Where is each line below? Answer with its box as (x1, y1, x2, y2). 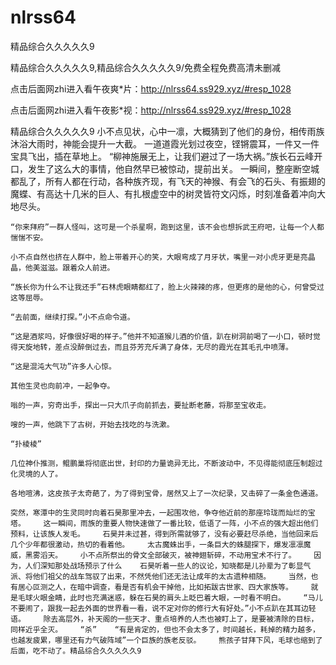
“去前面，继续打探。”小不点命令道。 (10, 312, 135, 322)
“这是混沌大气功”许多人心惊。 (10, 361, 117, 371)
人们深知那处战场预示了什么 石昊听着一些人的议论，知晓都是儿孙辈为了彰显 (24, 561, 304, 571)
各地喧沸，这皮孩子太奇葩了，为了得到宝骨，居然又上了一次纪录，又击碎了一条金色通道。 (10, 488, 323, 498)
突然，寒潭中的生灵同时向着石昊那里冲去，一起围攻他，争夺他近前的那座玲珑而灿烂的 (10, 507, 308, 518)
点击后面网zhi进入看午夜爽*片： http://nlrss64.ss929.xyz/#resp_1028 (10, 82, 292, 95)
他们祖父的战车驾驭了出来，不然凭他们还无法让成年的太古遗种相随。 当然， (32, 571, 312, 581)
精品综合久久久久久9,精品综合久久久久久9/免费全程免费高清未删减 (10, 61, 282, 73)
